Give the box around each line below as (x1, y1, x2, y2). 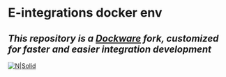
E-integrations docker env (8, 5, 163, 21)
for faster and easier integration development (8, 43, 212, 55)
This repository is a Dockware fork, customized (8, 33, 219, 44)
